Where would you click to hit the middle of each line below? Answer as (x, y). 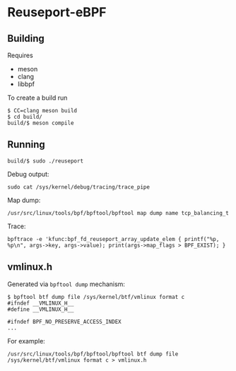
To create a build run (37, 98)
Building (26, 39)
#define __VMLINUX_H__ (41, 309)
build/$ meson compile (41, 123)
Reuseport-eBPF (57, 12)
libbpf (26, 84)
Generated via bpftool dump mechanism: (66, 284)
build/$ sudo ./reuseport (45, 161)
